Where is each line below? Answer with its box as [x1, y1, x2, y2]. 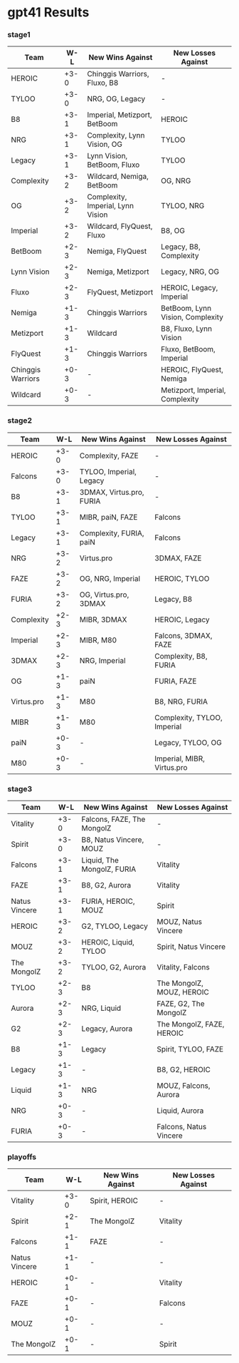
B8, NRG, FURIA [154, 696, 208, 706]
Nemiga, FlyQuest [87, 247, 147, 257]
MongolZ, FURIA [81, 864, 137, 874]
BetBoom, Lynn [161, 304, 212, 314]
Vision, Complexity [161, 312, 224, 322]
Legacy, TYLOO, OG [154, 737, 222, 747]
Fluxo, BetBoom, [161, 344, 216, 354]
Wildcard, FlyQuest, [87, 222, 153, 232]
